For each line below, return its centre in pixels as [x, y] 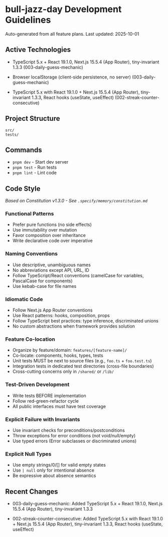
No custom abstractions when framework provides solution [74, 326]
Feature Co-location [30, 339]
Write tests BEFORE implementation [49, 396]
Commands [24, 150]
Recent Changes [32, 491]
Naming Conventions [32, 254]
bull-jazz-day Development [63, 9]
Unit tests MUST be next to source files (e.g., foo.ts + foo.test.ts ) [82, 361]
